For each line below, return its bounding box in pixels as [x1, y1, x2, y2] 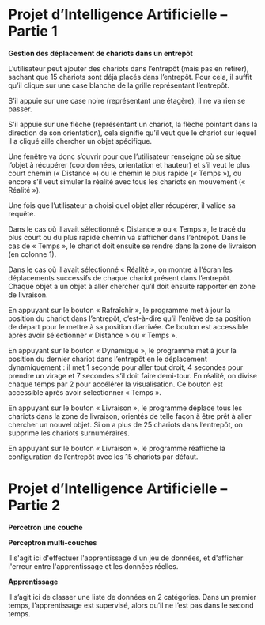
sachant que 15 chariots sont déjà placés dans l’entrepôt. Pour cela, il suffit [8, 72, 252, 81]
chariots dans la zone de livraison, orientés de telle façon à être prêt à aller [8, 411, 252, 420]
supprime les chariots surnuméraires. [8, 428, 131, 438]
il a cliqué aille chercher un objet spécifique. [8, 136, 153, 145]
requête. [8, 209, 36, 218]
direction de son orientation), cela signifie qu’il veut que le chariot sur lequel [8, 128, 256, 137]
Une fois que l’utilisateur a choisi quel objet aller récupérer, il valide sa [8, 200, 236, 210]
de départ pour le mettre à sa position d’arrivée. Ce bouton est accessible [8, 322, 248, 331]
